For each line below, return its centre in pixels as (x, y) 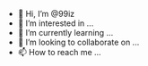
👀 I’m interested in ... (56, 23)
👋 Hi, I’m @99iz (46, 14)
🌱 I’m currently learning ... (65, 33)
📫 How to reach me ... (59, 52)
